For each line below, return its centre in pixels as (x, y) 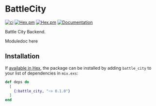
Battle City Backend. (25, 31)
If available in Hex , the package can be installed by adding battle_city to (78, 68)
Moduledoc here (21, 41)
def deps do (17, 82)
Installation (22, 56)
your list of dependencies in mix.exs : (42, 73)
